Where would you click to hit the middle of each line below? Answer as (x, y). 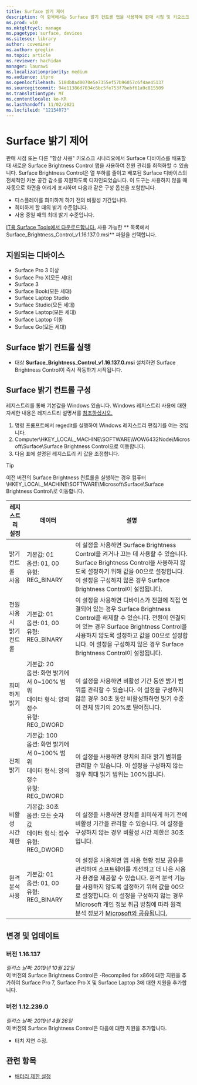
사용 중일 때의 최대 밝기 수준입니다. (55, 215)
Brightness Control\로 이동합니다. (45, 491)
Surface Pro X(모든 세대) (44, 278)
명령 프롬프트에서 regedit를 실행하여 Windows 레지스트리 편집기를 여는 (96, 425)
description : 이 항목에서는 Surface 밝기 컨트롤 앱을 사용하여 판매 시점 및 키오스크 (98, 17)
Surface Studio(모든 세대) (45, 305)
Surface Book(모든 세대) (43, 291)
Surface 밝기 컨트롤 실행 (48, 347)
